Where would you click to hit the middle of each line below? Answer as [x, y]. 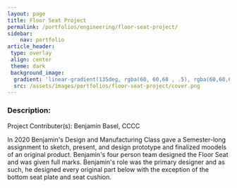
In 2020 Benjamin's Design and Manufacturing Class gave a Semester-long [117, 139]
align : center [31, 60]
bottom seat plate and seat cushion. [59, 177]
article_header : [31, 46]
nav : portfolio [42, 40]
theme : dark [28, 66]
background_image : [37, 73]
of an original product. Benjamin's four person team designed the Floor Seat [118, 154]
